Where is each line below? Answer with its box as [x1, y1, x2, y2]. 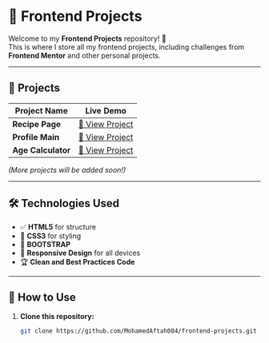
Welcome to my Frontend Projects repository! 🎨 [8, 34, 167, 43]
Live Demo [85, 105, 126, 116]
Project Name [14, 105, 68, 116]
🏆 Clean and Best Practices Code [19, 257, 135, 266]
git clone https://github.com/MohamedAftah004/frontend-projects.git [19, 327, 258, 335]
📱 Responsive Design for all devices [19, 248, 141, 257]
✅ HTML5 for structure [19, 221, 96, 231]
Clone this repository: [19, 312, 94, 321]
